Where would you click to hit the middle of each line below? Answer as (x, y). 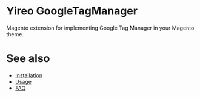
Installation (29, 75)
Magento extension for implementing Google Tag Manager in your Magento (100, 28)
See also (28, 59)
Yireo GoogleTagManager (72, 11)
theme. (15, 34)
